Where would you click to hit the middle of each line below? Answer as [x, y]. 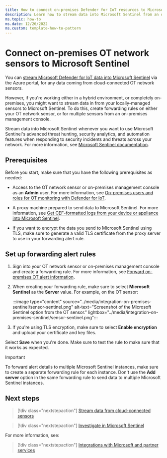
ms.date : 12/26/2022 [27, 24]
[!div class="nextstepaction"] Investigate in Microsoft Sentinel [81, 426]
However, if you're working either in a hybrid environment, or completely [79, 98]
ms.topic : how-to [23, 19]
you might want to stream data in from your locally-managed [88, 103]
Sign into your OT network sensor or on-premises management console [86, 266]
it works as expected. [27, 347]
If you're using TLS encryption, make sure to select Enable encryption [85, 327]
